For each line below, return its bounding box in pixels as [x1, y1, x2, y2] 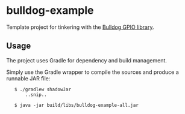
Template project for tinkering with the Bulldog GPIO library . [6, 23, 154, 31]
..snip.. [25, 91, 47, 98]
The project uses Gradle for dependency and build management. [6, 56, 168, 64]
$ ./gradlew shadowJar [14, 86, 71, 92]
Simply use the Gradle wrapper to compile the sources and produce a [6, 68, 179, 76]
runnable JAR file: [6, 74, 51, 82]
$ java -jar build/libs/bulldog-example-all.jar [14, 102, 139, 108]
